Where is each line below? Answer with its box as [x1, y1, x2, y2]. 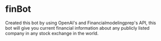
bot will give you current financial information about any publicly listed [5, 25, 150, 31]
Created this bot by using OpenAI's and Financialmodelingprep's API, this [5, 20, 156, 26]
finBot [5, 3, 31, 15]
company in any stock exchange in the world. [5, 30, 99, 36]
